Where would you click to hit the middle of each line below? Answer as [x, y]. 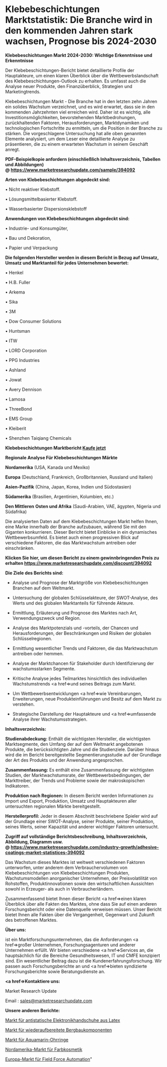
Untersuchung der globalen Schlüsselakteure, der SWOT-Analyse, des [85, 598]
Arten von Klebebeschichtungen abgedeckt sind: [58, 179]
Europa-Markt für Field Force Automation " [49, 1059]
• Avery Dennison [23, 389]
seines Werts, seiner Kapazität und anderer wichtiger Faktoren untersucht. [82, 827]
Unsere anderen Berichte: [33, 1010]
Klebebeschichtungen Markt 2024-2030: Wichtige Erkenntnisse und [79, 55]
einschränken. [20, 548]
